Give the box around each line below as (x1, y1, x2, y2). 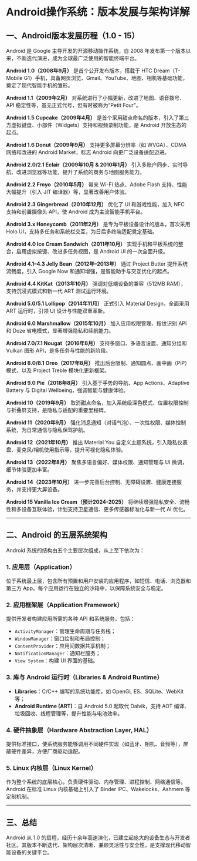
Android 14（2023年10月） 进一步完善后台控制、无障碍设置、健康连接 (6, 478, 177, 485)
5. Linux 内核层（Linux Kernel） (6, 763, 97, 772)
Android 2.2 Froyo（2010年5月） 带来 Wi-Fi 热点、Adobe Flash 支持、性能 (6, 181, 188, 188)
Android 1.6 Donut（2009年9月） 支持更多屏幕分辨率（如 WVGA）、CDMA (6, 142, 187, 148)
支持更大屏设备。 (21, 486, 63, 493)
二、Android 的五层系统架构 (6, 530, 107, 540)
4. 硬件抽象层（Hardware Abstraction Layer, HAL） (6, 726, 153, 734)
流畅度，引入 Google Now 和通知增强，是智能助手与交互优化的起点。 (6, 268, 173, 274)
